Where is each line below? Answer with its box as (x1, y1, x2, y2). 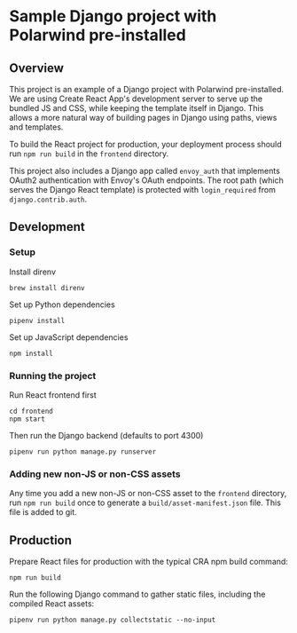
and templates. (9, 122, 64, 132)
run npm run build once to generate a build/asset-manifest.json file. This (9, 497, 282, 508)
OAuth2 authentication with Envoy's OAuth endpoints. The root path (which (9, 175, 284, 186)
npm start (9, 415, 46, 423)
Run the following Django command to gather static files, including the (9, 589, 266, 600)
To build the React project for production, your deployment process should (9, 139, 282, 149)
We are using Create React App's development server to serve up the (9, 93, 263, 104)
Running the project (9, 369, 97, 382)
